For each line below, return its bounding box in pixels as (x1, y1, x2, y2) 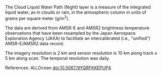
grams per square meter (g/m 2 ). (5, 15, 69, 21)
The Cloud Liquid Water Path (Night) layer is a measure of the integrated (5, 4, 151, 10)
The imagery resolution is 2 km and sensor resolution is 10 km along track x (5, 50, 158, 56)
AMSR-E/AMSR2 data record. (5, 40, 65, 46)
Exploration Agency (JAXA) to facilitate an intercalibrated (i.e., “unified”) (5, 35, 151, 41)
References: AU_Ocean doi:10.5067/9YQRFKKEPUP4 (5, 65, 111, 71)
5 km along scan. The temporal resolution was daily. (5, 55, 110, 61)
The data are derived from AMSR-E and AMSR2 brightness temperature (5, 25, 150, 31)
